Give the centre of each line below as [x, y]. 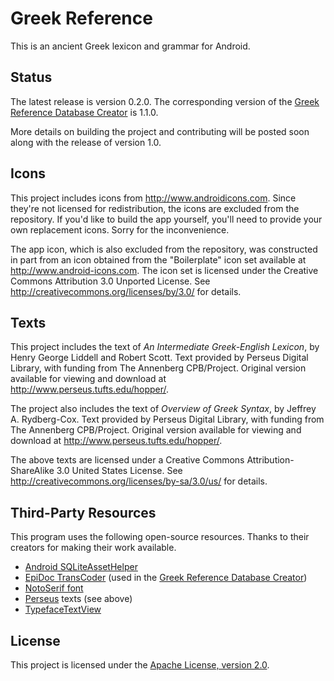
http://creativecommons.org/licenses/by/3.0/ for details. [126, 291]
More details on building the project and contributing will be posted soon [160, 131]
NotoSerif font [54, 588]
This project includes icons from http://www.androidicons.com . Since [153, 198]
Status [31, 77]
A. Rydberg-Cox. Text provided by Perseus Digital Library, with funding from [167, 419]
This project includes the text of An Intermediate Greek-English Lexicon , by [165, 347]
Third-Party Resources [83, 512]
